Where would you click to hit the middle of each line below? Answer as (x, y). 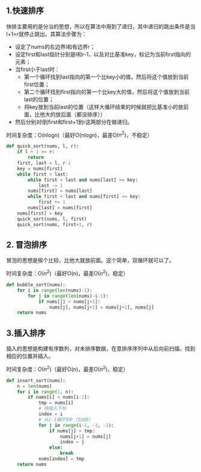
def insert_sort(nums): (36, 381)
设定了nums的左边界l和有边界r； (55, 46)
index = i (50, 414)
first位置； (37, 84)
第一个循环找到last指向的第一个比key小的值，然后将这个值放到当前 (106, 76)
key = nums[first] (40, 168)
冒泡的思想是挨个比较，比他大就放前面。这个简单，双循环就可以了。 (90, 260)
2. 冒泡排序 (27, 244)
